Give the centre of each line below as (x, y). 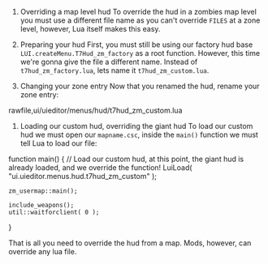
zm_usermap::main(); (43, 191)
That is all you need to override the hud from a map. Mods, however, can (130, 243)
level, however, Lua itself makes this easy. (90, 29)
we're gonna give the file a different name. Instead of (109, 62)
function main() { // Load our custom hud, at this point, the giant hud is (126, 159)
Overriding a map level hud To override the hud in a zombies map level (138, 12)
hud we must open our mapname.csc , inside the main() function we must (139, 134)
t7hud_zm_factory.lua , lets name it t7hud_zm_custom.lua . (115, 70)
